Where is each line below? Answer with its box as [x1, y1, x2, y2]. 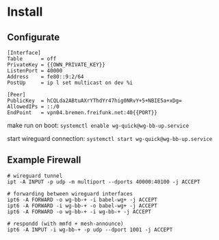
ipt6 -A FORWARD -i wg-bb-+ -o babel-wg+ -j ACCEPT [7, 202, 157, 209]
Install [7, 4, 43, 20]
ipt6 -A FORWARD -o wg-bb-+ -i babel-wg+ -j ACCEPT [7, 196, 157, 203]
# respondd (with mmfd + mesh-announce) [7, 220, 125, 227]
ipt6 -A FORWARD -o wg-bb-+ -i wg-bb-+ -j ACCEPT [7, 208, 152, 215]
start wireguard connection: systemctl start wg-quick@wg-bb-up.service [7, 135, 213, 142]
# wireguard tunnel [7, 172, 63, 179]
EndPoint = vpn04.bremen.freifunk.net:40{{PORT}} [7, 109, 157, 116]
